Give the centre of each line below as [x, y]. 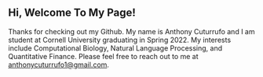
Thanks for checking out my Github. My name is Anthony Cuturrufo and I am [131, 31]
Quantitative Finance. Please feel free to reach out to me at [103, 56]
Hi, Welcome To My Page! [72, 13]
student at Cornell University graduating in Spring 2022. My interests [120, 40]
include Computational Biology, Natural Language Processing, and [115, 48]
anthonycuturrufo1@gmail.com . [59, 65]
